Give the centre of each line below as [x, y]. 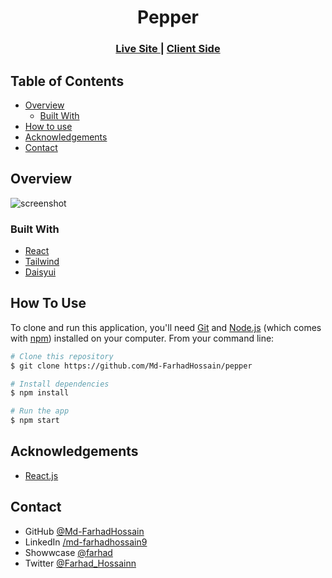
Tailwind [42, 262]
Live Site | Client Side [168, 49]
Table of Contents [67, 81]
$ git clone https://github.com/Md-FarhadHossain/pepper [131, 366]
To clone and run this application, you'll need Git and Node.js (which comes [166, 327]
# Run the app [40, 411]
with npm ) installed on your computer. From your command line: [142, 338]
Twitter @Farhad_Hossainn [80, 563]
